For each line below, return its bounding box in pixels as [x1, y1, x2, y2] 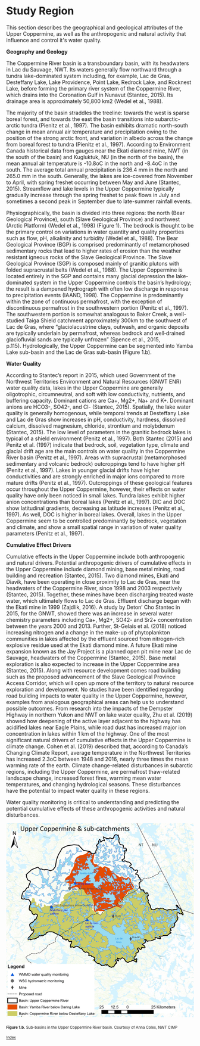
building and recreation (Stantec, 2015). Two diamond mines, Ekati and [6, 572, 180, 579]
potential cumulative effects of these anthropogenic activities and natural [6, 805, 186, 812]
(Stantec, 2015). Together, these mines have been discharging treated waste [6, 591, 193, 598]
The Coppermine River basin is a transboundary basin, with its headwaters [6, 60, 189, 67]
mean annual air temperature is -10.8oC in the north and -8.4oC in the [6, 160, 177, 167]
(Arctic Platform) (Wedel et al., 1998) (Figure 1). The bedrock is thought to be [6, 222, 194, 229]
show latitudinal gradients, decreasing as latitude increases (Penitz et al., [6, 505, 185, 512]
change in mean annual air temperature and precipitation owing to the [6, 128, 177, 135]
